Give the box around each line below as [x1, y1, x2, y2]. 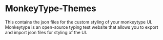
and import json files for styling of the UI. [5, 29, 87, 35]
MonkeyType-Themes [5, 3, 97, 14]
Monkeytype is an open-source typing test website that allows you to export [5, 24, 159, 30]
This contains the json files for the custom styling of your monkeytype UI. [5, 19, 153, 25]
